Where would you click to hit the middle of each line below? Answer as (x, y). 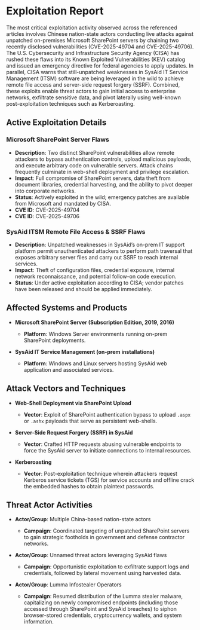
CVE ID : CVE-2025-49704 (47, 210)
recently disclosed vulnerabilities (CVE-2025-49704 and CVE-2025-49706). (100, 47)
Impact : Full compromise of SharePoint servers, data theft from (93, 178)
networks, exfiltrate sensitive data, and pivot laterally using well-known (93, 97)
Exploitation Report (55, 11)
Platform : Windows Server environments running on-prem (96, 334)
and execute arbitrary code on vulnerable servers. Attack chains (94, 165)
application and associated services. (69, 369)
